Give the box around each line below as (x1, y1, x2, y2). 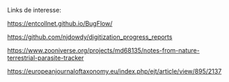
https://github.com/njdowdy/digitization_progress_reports (7, 33, 173, 41)
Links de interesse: (7, 6, 61, 14)
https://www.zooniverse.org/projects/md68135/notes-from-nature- (7, 47, 200, 54)
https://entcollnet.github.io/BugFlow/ (7, 19, 113, 27)
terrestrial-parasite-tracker (7, 54, 84, 62)
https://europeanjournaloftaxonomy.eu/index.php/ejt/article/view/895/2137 (7, 67, 222, 75)
